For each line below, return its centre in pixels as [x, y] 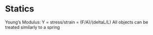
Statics [19, 9]
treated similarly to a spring [32, 27]
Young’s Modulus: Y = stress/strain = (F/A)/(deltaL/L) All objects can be [77, 22]
